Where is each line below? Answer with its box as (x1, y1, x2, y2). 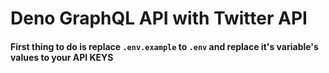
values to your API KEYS (10, 51, 114, 63)
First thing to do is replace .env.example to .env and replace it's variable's (10, 40, 319, 52)
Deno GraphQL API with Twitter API (10, 7, 308, 30)
